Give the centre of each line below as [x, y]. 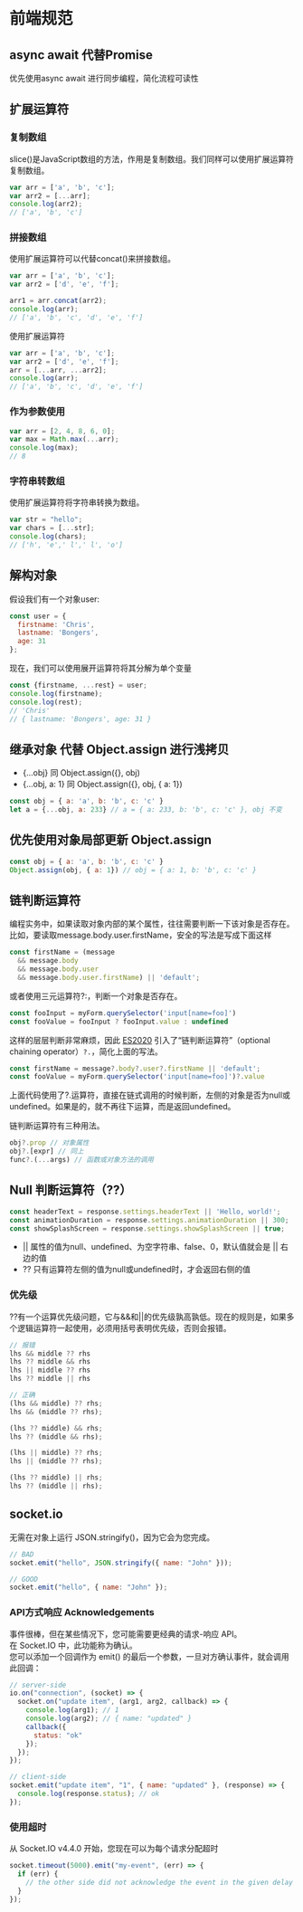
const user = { [38, 616]
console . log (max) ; [44, 448]
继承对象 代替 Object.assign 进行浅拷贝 [119, 749]
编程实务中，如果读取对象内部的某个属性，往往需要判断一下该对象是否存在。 [152, 924]
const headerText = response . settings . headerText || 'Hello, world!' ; [145, 1212]
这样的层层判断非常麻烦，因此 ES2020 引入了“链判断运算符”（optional [140, 1040]
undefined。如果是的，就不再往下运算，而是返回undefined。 [123, 1107]
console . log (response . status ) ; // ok [89, 1794]
